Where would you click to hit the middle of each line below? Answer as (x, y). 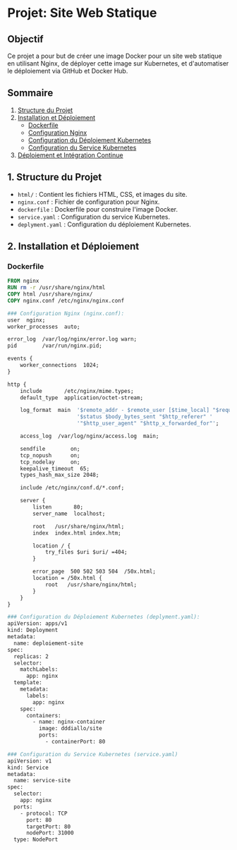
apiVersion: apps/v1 (38, 624)
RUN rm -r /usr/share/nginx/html (56, 288)
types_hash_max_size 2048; (60, 475)
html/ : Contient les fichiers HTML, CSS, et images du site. (102, 194)
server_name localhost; (69, 514)
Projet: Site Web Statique (82, 13)
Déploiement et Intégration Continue (70, 155)
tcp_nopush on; (50, 455)
